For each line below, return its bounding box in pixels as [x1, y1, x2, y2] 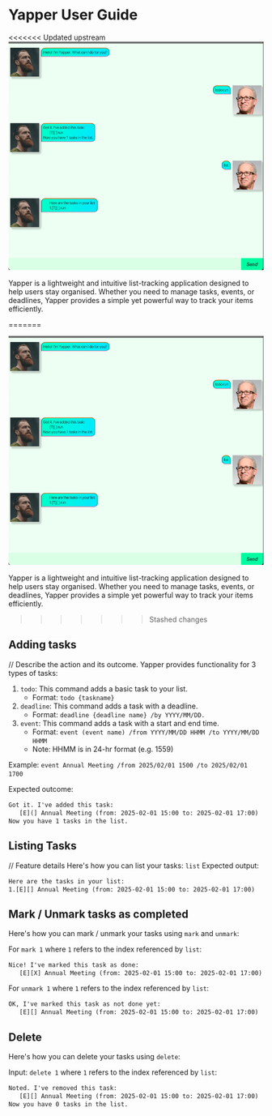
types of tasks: [8, 668, 58, 678]
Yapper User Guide [8, 6, 138, 24]
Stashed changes [149, 614, 208, 624]
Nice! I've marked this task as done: [8, 961, 139, 969]
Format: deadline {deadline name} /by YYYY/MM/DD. [32, 709, 206, 719]
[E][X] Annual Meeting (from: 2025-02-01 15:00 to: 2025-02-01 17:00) [19, 969, 263, 977]
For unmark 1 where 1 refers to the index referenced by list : [8, 983, 209, 994]
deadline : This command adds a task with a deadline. [19, 701, 198, 711]
